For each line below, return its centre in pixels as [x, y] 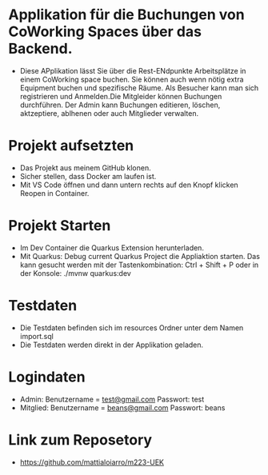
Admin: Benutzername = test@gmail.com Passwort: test [112, 399]
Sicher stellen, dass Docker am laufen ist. [88, 176]
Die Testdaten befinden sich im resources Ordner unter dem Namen [132, 327]
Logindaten [47, 377]
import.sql [36, 336]
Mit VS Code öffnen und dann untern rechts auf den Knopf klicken [129, 185]
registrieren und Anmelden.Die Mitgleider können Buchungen [121, 96]
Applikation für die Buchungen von [127, 15]
